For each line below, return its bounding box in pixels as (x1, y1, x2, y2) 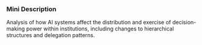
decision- (172, 19, 197, 26)
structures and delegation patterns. (6, 32, 95, 39)
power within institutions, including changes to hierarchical (26, 25, 174, 32)
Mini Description (6, 5, 57, 13)
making (6, 25, 26, 32)
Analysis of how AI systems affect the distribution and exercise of (6, 19, 171, 26)
